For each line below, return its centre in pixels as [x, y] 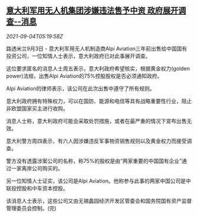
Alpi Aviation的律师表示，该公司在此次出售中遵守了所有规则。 [80, 88]
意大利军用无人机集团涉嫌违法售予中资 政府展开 [92, 11]
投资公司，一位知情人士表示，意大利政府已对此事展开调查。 [78, 56]
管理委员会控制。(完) [32, 208]
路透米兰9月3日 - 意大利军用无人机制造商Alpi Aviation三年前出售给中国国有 [97, 48]
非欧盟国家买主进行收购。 [37, 108]
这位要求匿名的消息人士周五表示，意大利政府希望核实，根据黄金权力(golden [98, 68]
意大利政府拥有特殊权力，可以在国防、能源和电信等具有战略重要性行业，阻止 [99, 101]
